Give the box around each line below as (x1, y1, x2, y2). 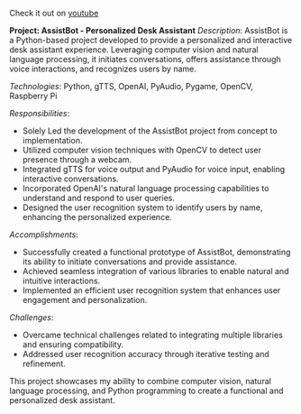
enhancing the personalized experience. (22, 212, 173, 222)
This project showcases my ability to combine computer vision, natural (9, 376, 272, 386)
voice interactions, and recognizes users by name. (9, 63, 196, 74)
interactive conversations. (22, 173, 119, 184)
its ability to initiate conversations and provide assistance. (22, 256, 237, 267)
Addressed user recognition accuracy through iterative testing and (22, 349, 270, 359)
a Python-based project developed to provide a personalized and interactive (9, 35, 293, 45)
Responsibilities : (9, 108, 70, 118)
